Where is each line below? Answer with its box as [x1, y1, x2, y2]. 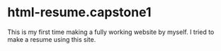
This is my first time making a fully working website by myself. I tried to [7, 28, 215, 36]
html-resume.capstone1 [7, 4, 152, 21]
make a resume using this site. [7, 35, 96, 43]
